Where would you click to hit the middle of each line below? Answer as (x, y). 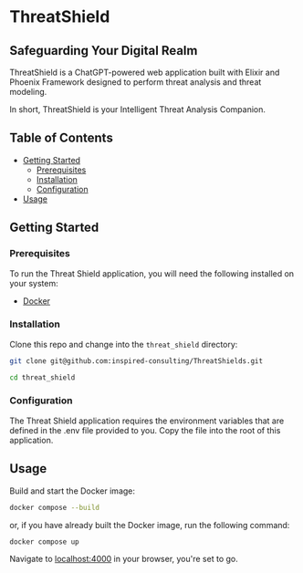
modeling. (28, 92)
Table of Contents (62, 138)
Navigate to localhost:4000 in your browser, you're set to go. (124, 559)
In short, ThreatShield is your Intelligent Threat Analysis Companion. (138, 109)
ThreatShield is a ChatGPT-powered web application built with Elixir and (145, 72)
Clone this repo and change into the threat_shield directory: (124, 344)
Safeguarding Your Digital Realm (104, 51)
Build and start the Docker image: (72, 491)
